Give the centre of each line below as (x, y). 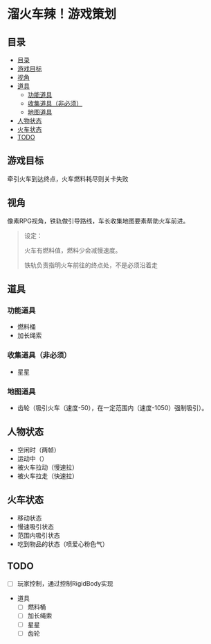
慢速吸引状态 (35, 526)
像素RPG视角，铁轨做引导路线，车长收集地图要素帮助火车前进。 (98, 221)
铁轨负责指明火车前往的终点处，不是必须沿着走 (91, 265)
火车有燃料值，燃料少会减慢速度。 (73, 250)
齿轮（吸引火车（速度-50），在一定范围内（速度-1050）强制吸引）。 (112, 407)
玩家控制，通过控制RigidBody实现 (65, 584)
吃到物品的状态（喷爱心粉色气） (63, 544)
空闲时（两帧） (38, 450)
